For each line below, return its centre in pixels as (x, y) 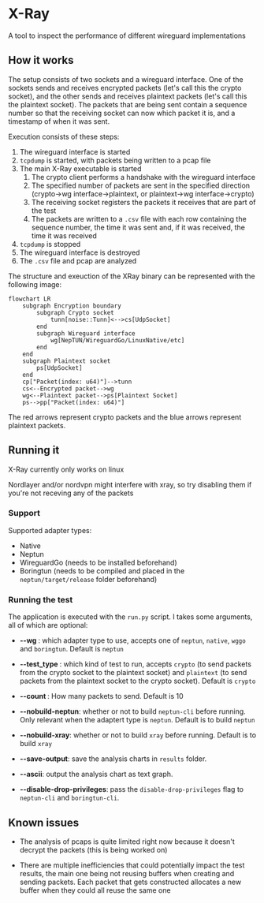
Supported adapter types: (50, 530)
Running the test (41, 599)
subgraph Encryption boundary (72, 306)
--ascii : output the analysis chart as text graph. (96, 774)
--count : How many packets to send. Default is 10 (101, 696)
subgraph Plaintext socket (67, 361)
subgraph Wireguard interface (86, 333)
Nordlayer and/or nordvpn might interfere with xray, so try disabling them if (130, 484)
